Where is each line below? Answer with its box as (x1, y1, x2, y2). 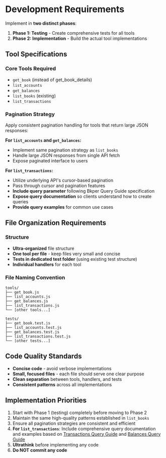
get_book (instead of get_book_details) (12, 77, 92, 83)
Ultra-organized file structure (12, 245, 74, 251)
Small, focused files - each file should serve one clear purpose (12, 371, 144, 377)
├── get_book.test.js (5, 320, 51, 326)
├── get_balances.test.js (5, 329, 59, 334)
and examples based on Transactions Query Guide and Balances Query (12, 431, 161, 437)
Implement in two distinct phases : (5, 20, 77, 26)
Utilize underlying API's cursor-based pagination (12, 177, 114, 183)
